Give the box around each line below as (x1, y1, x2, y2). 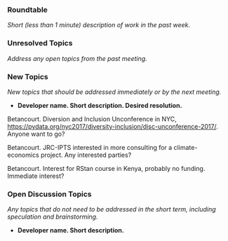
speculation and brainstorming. (7, 212, 98, 221)
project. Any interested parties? (41, 151, 132, 159)
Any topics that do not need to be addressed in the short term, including (7, 205, 216, 214)
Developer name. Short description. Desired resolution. (17, 101, 182, 109)
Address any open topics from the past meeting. (7, 54, 147, 62)
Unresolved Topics (7, 39, 73, 48)
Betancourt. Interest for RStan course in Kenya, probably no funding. (7, 164, 206, 172)
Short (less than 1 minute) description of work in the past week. (7, 21, 191, 29)
